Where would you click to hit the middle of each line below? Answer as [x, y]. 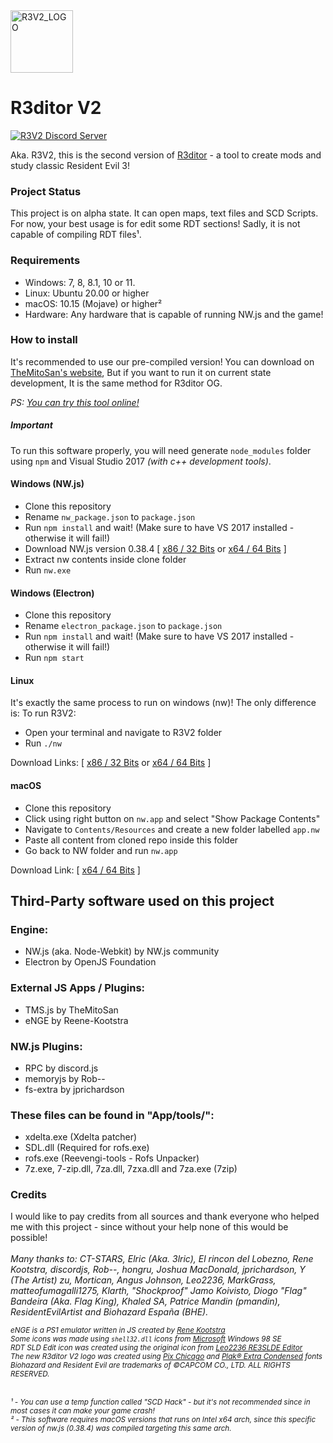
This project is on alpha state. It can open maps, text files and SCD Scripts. [164, 213]
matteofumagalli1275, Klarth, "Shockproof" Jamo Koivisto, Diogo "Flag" [158, 1291]
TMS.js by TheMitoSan [71, 1010]
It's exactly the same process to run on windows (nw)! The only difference [163, 703]
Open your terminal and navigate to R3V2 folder [123, 733]
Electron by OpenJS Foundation [90, 962]
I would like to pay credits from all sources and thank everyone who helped [165, 1216]
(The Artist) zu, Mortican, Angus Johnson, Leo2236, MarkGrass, [143, 1280]
